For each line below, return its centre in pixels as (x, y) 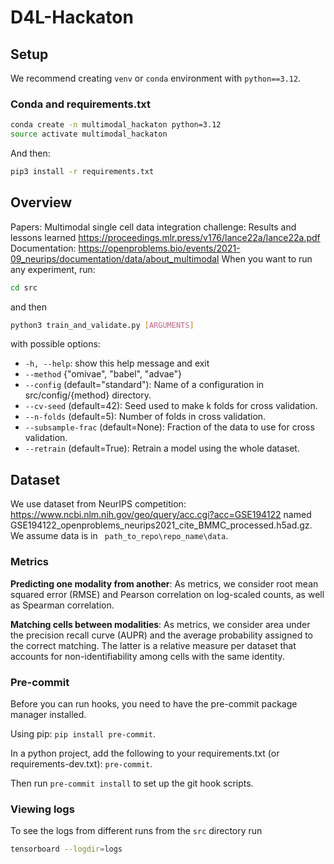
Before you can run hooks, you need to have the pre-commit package (154, 703)
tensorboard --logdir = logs (66, 849)
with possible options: (55, 344)
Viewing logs (42, 809)
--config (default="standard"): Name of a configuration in (144, 385)
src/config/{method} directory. (88, 395)
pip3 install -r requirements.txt (82, 172)
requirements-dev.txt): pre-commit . (81, 763)
